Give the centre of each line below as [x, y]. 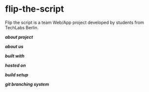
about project [19, 37]
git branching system [27, 84]
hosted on [15, 65]
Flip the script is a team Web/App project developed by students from [74, 22]
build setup [17, 74]
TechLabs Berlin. [22, 27]
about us [14, 46]
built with [15, 56]
